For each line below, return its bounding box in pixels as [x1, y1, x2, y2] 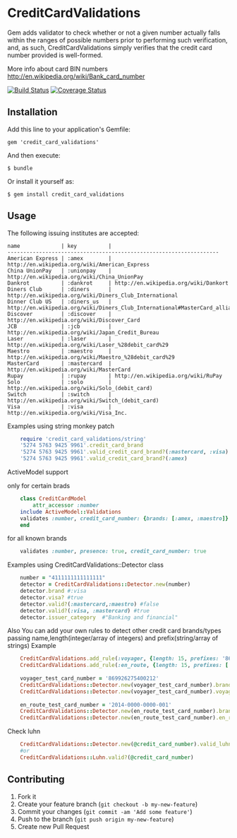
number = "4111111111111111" [20, 574, 106, 582]
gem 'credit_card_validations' [7, 138, 99, 146]
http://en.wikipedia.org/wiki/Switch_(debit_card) [7, 397, 159, 404]
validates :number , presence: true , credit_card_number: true [20, 548, 207, 555]
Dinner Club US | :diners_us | [7, 298, 112, 305]
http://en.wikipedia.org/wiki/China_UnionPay [7, 273, 143, 281]
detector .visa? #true [20, 594, 83, 601]
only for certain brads [7, 482, 71, 490]
